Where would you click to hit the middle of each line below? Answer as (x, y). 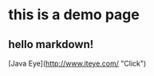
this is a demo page (74, 15)
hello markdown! (51, 44)
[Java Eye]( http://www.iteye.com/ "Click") (77, 63)
